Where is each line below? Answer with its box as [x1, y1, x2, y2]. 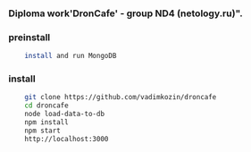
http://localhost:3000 [24, 134, 109, 143]
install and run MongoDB [24, 52, 117, 61]
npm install [24, 118, 69, 127]
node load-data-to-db [24, 110, 105, 119]
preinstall [8, 30, 51, 43]
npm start [24, 126, 62, 135]
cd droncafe [24, 101, 69, 110]
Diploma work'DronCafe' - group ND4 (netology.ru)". [8, 7, 243, 20]
